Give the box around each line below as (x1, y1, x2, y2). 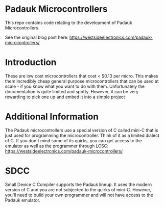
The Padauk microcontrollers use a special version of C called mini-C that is (5, 127, 158, 133)
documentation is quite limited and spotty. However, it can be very (5, 88, 139, 94)
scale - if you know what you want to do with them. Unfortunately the (5, 83, 145, 89)
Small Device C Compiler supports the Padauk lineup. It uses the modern (5, 181, 152, 187)
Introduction (5, 57, 57, 68)
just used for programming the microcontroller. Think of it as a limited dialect (5, 132, 160, 138)
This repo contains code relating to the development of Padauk (5, 20, 132, 26)
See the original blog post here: (5, 34, 69, 40)
